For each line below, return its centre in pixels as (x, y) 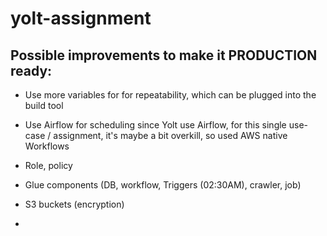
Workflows (47, 146)
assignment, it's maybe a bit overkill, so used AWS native (170, 135)
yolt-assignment (81, 18)
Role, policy (48, 165)
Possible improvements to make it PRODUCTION (164, 55)
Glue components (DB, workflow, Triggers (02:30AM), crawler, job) (163, 185)
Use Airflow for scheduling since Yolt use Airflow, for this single (155, 125)
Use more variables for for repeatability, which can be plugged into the (170, 95)
